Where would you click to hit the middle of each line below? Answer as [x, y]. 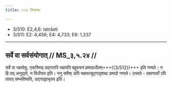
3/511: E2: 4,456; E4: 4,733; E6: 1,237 [52, 34]
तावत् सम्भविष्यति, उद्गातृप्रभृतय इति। [35, 79]
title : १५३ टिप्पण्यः [23, 10]
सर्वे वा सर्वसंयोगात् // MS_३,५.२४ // [51, 56]
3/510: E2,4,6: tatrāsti [35, 29]
